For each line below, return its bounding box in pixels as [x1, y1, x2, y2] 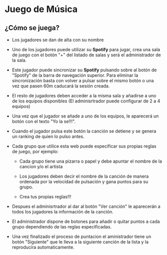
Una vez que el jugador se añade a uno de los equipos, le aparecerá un [11, 113, 159, 119]
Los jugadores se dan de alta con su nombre [11, 37, 104, 43]
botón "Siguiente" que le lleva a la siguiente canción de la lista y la [11, 239, 148, 244]
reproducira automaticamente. [11, 244, 74, 250]
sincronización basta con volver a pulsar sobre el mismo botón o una [11, 78, 154, 83]
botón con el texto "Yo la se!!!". [11, 118, 76, 124]
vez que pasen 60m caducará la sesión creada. [11, 83, 110, 89]
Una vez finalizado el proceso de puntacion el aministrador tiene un [11, 233, 151, 239]
